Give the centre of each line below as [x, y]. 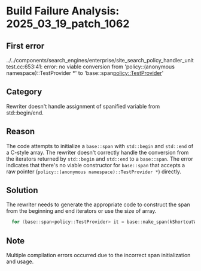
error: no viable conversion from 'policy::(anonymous [109, 67]
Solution [22, 190]
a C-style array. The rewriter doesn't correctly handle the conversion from [98, 152]
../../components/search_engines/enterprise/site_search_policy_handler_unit [100, 60]
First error [25, 46]
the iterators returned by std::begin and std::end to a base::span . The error [100, 159]
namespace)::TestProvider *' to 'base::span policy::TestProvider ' [85, 73]
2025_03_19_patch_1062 [68, 24]
